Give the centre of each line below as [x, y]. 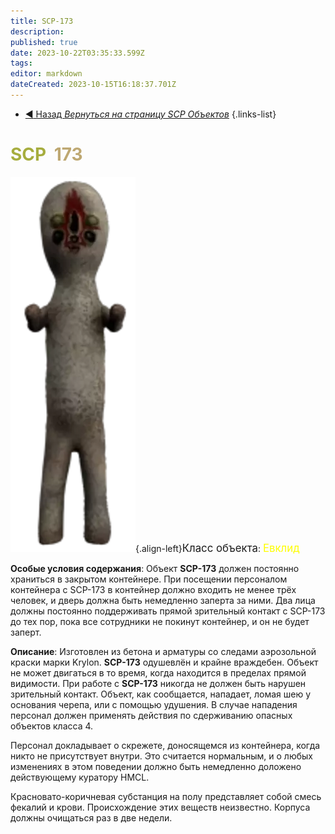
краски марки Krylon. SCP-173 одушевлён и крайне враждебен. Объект [164, 662]
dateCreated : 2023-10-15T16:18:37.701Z [93, 85]
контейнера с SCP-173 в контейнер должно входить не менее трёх [153, 589]
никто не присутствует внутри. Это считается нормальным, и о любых [161, 756]
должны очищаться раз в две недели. [91, 817]
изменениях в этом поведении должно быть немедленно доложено [156, 766]
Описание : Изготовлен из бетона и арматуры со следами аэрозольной [163, 651]
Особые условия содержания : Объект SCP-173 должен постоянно [155, 568]
